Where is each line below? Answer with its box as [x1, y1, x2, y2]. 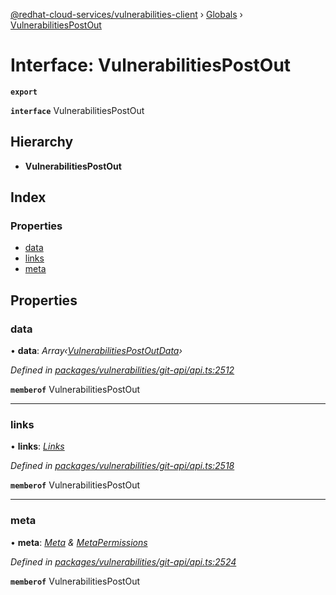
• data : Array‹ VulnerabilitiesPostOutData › [10, 345, 183, 357]
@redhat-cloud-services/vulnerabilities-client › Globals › [10, 9, 243, 20]
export [10, 87, 38, 97]
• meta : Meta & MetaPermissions [10, 536, 148, 548]
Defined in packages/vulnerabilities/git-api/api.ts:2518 [10, 460, 235, 472]
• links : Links [10, 440, 65, 453]
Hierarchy [10, 134, 74, 151]
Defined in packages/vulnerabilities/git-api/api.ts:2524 [10, 555, 237, 568]
